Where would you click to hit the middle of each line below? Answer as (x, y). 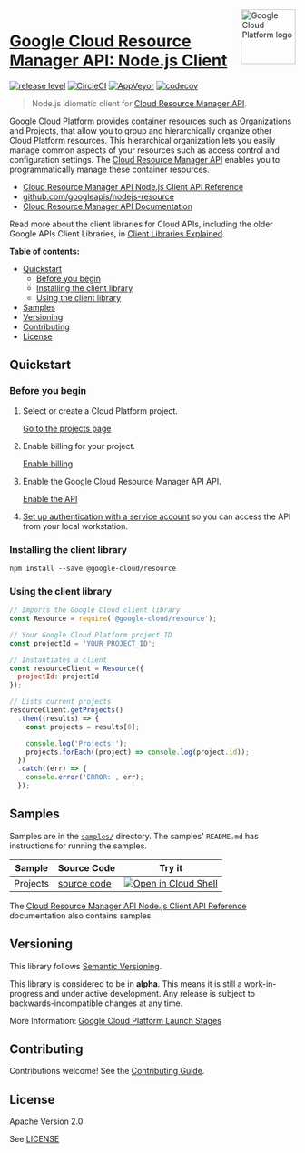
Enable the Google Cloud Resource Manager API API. (122, 481)
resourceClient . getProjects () (67, 710)
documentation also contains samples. (82, 915)
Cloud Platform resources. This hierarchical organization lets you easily (143, 140)
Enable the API (50, 498)
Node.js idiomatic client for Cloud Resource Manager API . (139, 103)
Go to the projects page (67, 428)
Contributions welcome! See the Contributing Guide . (107, 1071)
